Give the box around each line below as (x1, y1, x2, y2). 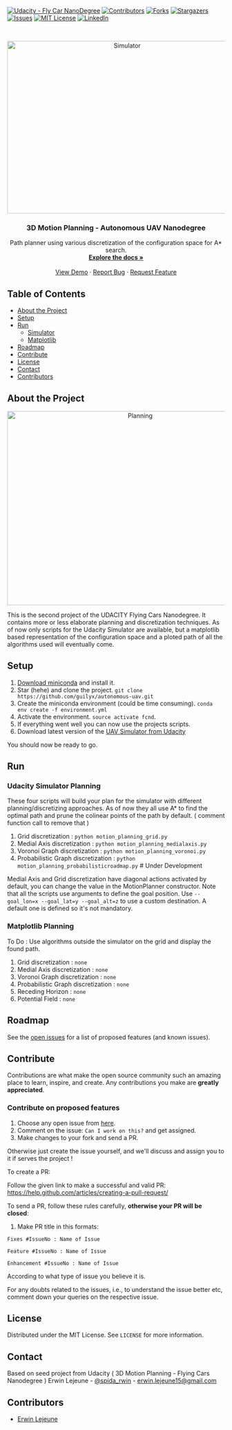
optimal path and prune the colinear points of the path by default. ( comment (7, 812, 225, 820)
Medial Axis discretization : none (17, 965, 108, 973)
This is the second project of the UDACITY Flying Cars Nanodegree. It (7, 611, 206, 619)
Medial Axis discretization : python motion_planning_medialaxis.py (17, 839, 207, 848)
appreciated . (7, 1086, 45, 1094)
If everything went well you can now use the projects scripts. (17, 720, 191, 728)
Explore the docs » (88, 253, 144, 262)
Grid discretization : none (17, 958, 88, 966)
